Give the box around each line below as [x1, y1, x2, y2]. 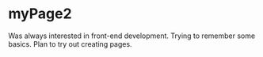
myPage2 [8, 5, 73, 23]
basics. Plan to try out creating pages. [8, 39, 132, 48]
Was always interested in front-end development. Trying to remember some [8, 31, 256, 40]
